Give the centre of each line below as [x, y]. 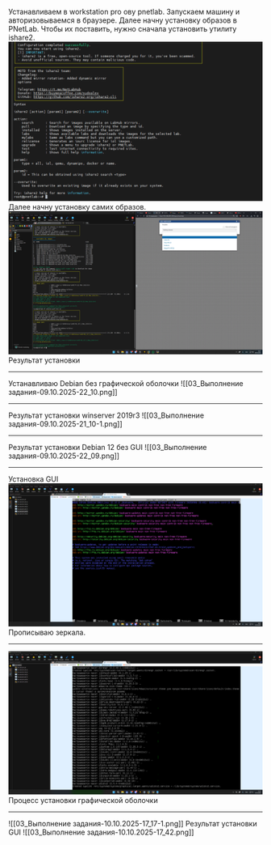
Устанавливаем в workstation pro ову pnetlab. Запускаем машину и [124, 12]
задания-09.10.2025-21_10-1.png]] [65, 424]
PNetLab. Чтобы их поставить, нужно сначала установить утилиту [123, 29]
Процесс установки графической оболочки [83, 800]
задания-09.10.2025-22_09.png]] [64, 456]
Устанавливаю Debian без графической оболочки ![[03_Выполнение [126, 383]
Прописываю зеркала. [47, 632]
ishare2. [22, 37]
